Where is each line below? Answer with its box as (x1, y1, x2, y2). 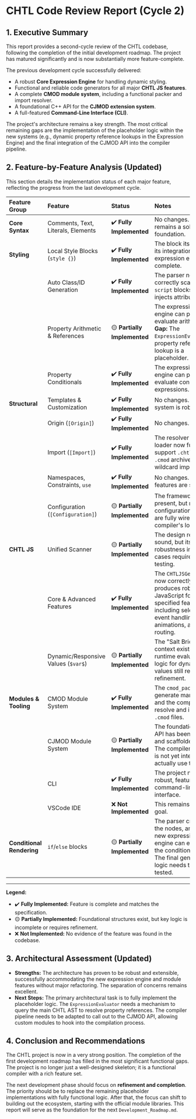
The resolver (154, 434, 190, 442)
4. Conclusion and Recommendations (6, 1036, 146, 1046)
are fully (154, 514, 177, 522)
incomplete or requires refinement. (14, 924, 98, 931)
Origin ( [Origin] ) (47, 419, 94, 427)
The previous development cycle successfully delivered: (6, 67, 142, 74)
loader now (154, 441, 185, 449)
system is (154, 403, 181, 411)
